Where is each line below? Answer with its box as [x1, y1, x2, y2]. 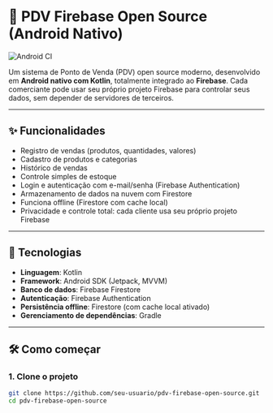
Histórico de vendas [19, 162, 88, 173]
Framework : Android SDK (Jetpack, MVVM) [19, 276, 168, 286]
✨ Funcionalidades [8, 124, 106, 138]
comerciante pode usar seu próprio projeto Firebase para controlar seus [8, 84, 250, 94]
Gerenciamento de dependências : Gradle [19, 310, 162, 320]
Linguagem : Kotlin [19, 267, 83, 277]
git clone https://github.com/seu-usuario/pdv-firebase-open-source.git [8, 389, 260, 398]
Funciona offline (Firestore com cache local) [19, 197, 168, 207]
